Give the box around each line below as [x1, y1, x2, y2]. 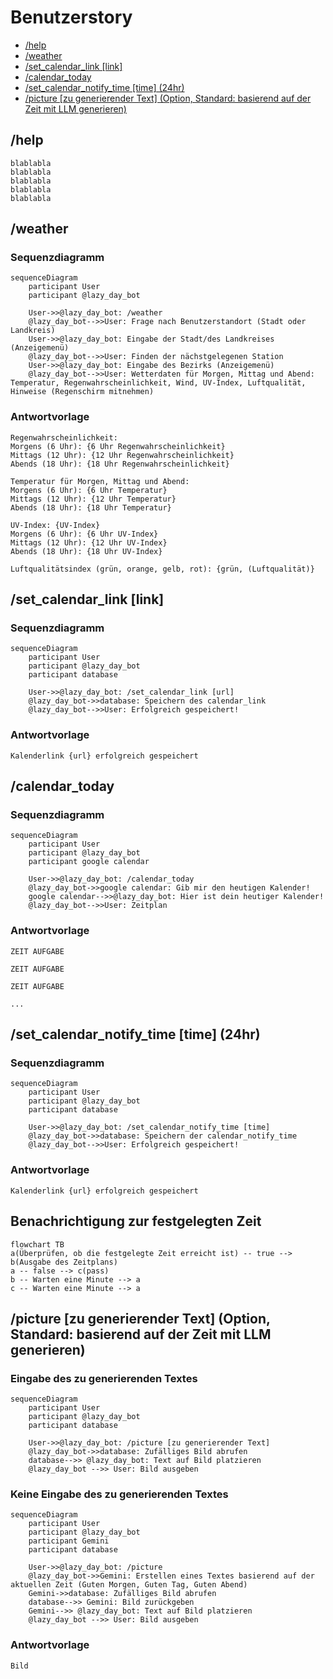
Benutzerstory [10, 6, 133, 29]
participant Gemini [28, 1536, 110, 1546]
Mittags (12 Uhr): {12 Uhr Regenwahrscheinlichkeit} [10, 450, 235, 460]
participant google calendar [28, 857, 150, 867]
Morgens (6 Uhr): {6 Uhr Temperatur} [10, 485, 168, 495]
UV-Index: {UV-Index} [10, 520, 101, 530]
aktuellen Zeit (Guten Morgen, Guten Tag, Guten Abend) [10, 1580, 248, 1590]
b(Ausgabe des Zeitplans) [10, 1257, 118, 1267]
